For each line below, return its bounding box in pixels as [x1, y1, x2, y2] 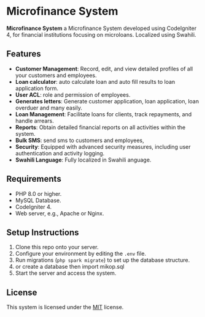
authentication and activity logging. [15, 149, 105, 157]
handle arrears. [15, 117, 54, 124]
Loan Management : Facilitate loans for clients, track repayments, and [15, 110, 192, 117]
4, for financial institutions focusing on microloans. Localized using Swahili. [6, 31, 196, 38]
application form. [15, 84, 59, 92]
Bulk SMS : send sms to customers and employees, [15, 136, 144, 144]
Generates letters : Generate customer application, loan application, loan [15, 97, 199, 105]
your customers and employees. [15, 72, 97, 79]
